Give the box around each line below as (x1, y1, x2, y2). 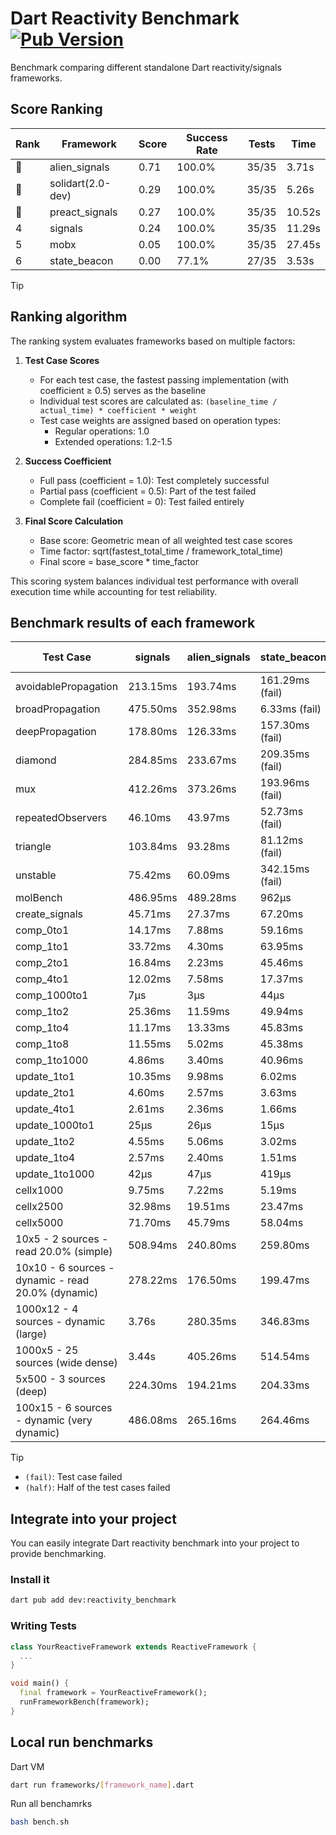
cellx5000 (15, 1216, 64, 1230)
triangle (15, 840, 52, 854)
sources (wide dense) (15, 1356, 118, 1370)
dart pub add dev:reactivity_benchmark (10, 1595, 177, 1606)
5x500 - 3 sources (15, 1372, 107, 1386)
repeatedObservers (15, 811, 108, 825)
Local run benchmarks (10, 1734, 154, 1751)
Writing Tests (10, 1619, 77, 1633)
